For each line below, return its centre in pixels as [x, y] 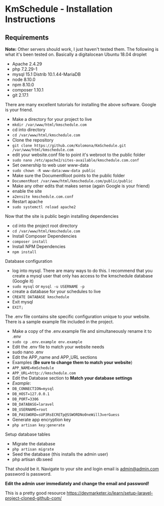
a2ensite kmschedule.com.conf [43, 197]
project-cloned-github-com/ [33, 498]
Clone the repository [33, 140]
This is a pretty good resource [35, 493]
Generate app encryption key [41, 420]
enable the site [27, 191]
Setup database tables [28, 434]
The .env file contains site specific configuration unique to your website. [78, 316]
